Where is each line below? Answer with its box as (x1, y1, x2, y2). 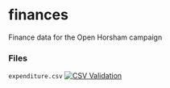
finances (8, 6, 68, 24)
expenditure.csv (8, 73, 63, 81)
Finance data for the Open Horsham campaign (8, 32, 163, 42)
